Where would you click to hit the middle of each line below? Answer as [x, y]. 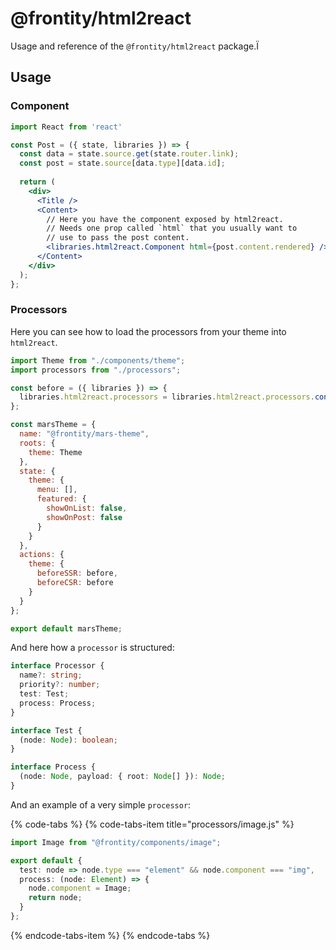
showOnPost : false [84, 517]
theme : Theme [55, 452]
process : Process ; [58, 703]
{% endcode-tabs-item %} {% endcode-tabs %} [110, 935]
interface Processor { [57, 666]
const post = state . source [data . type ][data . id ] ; [122, 163]
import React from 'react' [66, 127]
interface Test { [46, 730]
